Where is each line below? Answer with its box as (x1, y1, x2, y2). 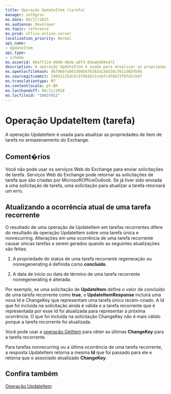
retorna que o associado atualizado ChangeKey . (5, 355, 107, 361)
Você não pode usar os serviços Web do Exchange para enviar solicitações (5, 166, 164, 172)
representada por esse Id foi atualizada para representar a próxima (5, 308, 146, 314)
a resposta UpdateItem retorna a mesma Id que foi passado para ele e (5, 349, 152, 355)
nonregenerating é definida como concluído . (12, 261, 107, 267)
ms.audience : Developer (5, 21, 56, 27)
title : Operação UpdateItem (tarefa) (5, 7, 85, 13)
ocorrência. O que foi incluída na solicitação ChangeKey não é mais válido (5, 313, 161, 319)
